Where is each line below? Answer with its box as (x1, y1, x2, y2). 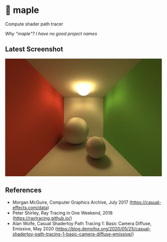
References (5, 186, 42, 195)
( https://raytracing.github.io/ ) (12, 215, 73, 221)
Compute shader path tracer (5, 21, 64, 27)
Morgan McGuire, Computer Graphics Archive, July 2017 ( (12, 199, 131, 205)
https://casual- (131, 199, 162, 205)
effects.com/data (12, 204, 48, 211)
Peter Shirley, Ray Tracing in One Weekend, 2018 (12, 210, 113, 216)
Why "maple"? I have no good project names (5, 30, 97, 36)
